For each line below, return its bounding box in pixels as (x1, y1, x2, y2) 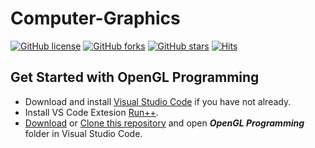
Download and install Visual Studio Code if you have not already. (24, 95, 292, 107)
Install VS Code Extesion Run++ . (24, 106, 159, 118)
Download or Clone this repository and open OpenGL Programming (24, 117, 305, 129)
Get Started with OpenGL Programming (10, 69, 260, 86)
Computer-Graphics (10, 7, 181, 30)
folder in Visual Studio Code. (24, 127, 143, 139)
